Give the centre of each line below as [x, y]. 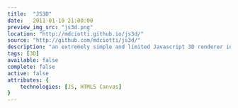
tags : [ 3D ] [23, 54]
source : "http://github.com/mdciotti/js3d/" [74, 40]
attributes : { [28, 80]
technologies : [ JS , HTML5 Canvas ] [71, 87]
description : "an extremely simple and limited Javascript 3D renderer [115, 47]
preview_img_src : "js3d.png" [50, 27]
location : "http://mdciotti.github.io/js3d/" [75, 34]
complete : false [31, 67]
